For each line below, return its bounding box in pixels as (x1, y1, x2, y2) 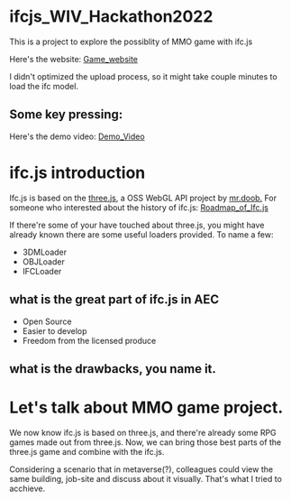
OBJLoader (22, 255, 65, 267)
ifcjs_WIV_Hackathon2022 (9, 6, 214, 27)
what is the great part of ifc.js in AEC (9, 292, 219, 308)
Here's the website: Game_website (9, 53, 138, 64)
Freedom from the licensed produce (22, 335, 157, 346)
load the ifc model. (9, 80, 79, 91)
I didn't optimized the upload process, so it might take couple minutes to (9, 70, 277, 82)
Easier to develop (22, 325, 87, 336)
